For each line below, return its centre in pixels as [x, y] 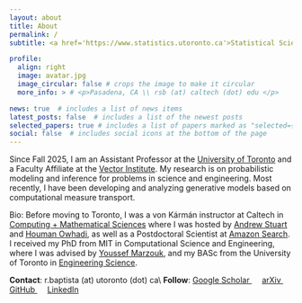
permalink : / [34, 34]
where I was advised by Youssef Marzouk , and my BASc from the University [150, 254]
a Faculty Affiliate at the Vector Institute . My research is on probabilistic [142, 169]
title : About [34, 26]
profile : [26, 59]
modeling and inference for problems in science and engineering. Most [141, 178]
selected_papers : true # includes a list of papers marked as [128, 125]
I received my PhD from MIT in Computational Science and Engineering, [142, 244]
